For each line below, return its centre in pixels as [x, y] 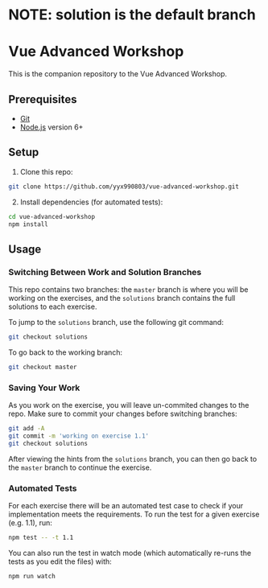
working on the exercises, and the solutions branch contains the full [122, 298]
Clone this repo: [46, 171]
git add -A [27, 429]
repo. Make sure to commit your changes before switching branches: [123, 414]
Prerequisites [43, 99]
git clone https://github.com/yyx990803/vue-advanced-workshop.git [124, 187]
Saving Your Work [44, 388]
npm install [28, 224]
